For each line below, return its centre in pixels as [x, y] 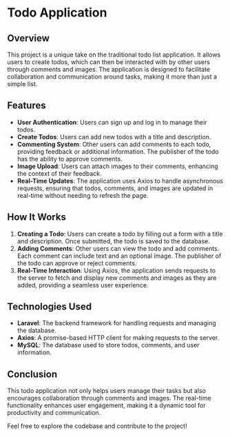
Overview [29, 38]
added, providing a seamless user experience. [83, 285]
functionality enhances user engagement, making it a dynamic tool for [106, 405]
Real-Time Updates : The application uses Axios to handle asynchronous [120, 181]
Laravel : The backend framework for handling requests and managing [117, 323]
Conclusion [32, 374]
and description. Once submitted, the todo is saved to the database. [113, 241]
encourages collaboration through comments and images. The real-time [109, 398]
